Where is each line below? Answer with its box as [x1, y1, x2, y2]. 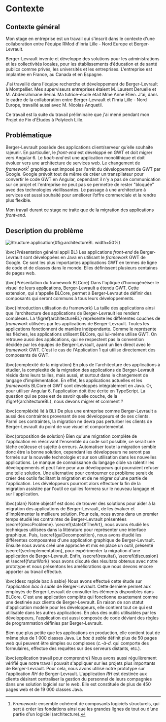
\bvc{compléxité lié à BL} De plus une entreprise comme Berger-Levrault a [5, 408, 157, 414]
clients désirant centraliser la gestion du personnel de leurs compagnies [5, 676, 152, 682]
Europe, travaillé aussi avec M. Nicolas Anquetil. [5, 102, 103, 108]
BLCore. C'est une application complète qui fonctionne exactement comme [5, 594, 158, 600]
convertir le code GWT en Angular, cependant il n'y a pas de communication [5, 176, 161, 183]
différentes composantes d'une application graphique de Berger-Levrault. [5, 537, 155, 543]
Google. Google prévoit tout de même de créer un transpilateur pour [5, 171, 144, 177]
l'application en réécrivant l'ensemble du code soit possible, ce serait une [5, 439, 155, 445]
